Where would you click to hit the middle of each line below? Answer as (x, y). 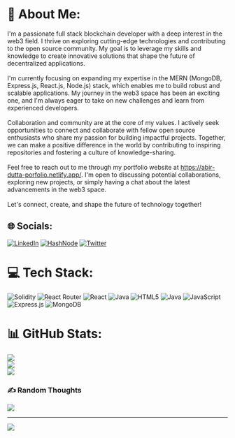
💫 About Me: (44, 14)
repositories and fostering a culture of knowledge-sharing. (92, 152)
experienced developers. (43, 108)
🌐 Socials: (30, 226)
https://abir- (198, 167)
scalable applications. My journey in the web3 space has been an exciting (114, 93)
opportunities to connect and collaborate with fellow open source (101, 130)
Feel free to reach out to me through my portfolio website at (93, 167)
